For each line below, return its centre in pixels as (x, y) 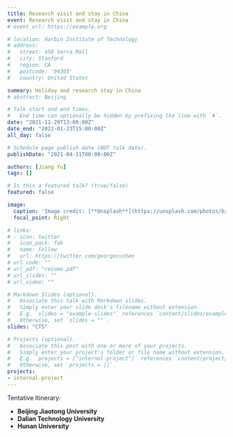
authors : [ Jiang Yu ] (37, 167)
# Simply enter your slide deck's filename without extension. (103, 307)
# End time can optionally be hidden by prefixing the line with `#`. (114, 116)
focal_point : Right (42, 217)
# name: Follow (32, 250)
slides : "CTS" (28, 327)
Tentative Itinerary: (34, 397)
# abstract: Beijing (37, 97)
